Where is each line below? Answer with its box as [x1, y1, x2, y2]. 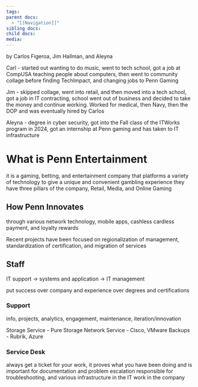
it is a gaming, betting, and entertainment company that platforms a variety [6, 172, 189, 179]
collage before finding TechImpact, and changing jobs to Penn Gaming [6, 77, 179, 84]
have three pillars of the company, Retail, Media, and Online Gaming [6, 185, 172, 192]
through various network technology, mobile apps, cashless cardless [6, 218, 175, 225]
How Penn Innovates [6, 202, 84, 212]
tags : [6, 8, 20, 15]
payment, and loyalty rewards [6, 224, 79, 231]
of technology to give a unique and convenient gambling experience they [6, 178, 185, 185]
